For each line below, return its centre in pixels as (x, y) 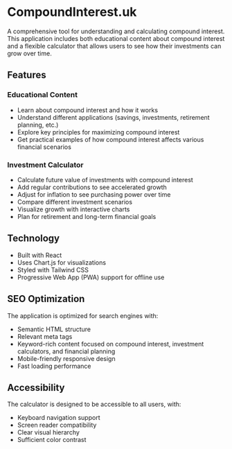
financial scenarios (44, 147)
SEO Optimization (46, 299)
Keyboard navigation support (59, 418)
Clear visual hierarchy (48, 432)
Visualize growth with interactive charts (73, 209)
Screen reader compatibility (57, 425)
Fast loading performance (54, 366)
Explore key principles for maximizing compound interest (98, 132)
